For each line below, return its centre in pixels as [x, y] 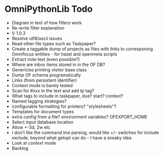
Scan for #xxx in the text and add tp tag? [53, 91]
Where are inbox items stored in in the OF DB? [58, 64]
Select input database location [42, 122]
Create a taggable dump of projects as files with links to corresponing [82, 49]
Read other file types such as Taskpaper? [54, 43]
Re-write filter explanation [38, 28]
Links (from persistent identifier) [44, 80]
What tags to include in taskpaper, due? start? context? [68, 96]
